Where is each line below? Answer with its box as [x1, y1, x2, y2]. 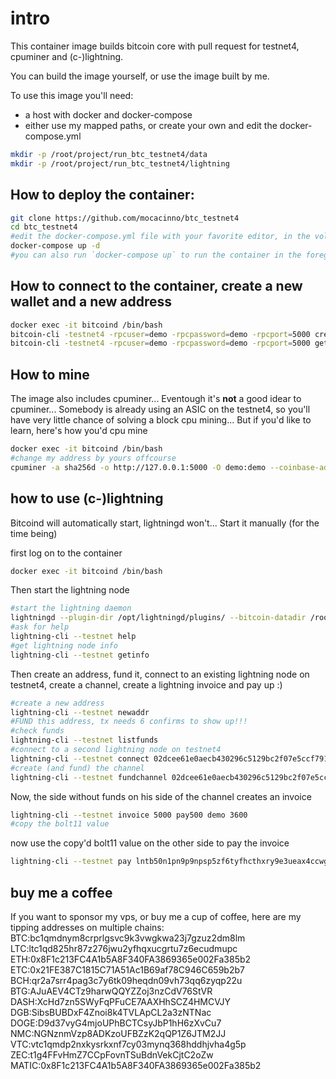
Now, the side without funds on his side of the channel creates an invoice [10, 790, 312, 802]
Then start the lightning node [10, 584, 130, 596]
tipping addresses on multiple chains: [10, 922, 165, 933]
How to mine [10, 366, 90, 383]
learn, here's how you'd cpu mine [10, 425, 148, 437]
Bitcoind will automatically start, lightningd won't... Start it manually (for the [10, 517, 320, 529]
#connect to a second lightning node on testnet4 [10, 745, 222, 755]
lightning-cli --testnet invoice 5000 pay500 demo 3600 [10, 810, 248, 820]
